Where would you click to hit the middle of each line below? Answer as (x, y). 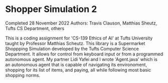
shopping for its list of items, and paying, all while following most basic (78, 70)
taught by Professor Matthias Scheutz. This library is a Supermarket (75, 43)
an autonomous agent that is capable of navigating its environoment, (76, 64)
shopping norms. (23, 75)
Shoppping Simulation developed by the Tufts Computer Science (72, 48)
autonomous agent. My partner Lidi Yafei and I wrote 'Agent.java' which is (81, 59)
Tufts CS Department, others (35, 28)
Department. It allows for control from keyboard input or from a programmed (84, 54)
